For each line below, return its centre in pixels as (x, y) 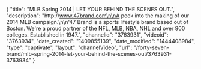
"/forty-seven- (151, 47)
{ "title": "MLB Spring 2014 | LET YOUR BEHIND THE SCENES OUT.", (91, 9)
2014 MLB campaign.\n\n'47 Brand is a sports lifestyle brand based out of (97, 22)
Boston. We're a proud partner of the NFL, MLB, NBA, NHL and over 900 (96, 28)
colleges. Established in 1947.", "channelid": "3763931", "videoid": (87, 35)
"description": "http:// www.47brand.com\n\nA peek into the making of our (98, 16)
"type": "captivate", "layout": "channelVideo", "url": (69, 47)
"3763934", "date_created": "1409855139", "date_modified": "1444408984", (101, 41)
